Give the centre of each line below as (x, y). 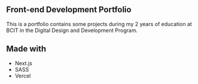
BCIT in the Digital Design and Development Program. (72, 30)
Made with (26, 49)
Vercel (23, 76)
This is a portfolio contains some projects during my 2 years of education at (99, 24)
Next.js (24, 63)
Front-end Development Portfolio (69, 10)
